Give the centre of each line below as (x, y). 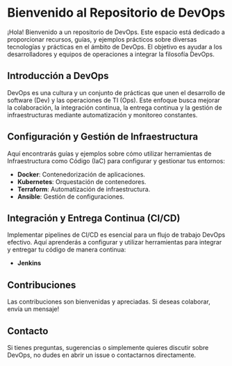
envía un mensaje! (33, 309)
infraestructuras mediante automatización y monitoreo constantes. (102, 115)
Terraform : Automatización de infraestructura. (84, 189)
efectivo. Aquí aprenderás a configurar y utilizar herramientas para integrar (115, 242)
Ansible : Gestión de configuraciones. (71, 197)
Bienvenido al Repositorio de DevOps (116, 13)
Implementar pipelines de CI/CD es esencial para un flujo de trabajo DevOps (116, 235)
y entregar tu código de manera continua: (67, 250)
